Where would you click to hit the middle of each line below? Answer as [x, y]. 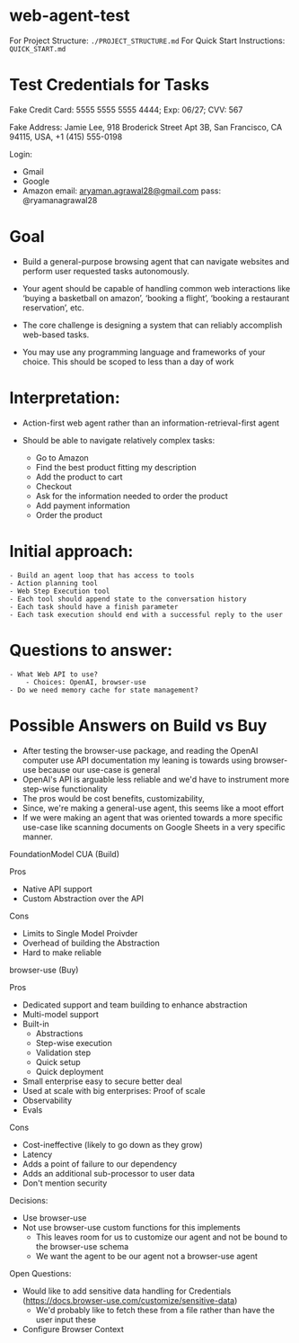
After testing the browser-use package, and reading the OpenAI [140, 750]
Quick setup [58, 1061]
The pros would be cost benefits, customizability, [113, 798]
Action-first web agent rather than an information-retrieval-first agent [151, 423]
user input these [66, 1320]
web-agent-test [70, 16]
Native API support [57, 889]
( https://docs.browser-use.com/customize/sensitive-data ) [130, 1300]
